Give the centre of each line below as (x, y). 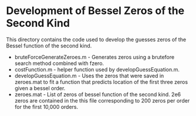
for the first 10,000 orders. (46, 107)
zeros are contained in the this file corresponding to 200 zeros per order (102, 100)
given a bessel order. (40, 88)
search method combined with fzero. (59, 63)
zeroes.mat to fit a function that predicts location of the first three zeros (101, 82)
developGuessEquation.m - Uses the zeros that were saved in (89, 76)
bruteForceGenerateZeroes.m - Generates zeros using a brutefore (94, 57)
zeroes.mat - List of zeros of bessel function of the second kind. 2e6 (97, 94)
